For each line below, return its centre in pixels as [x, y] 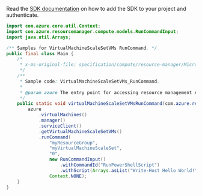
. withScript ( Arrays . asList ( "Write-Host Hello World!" [129, 170]
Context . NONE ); [68, 176]
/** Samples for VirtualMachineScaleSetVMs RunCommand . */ [82, 48]
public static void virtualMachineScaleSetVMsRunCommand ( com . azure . [105, 104]
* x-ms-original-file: [48, 65]
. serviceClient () [60, 126]
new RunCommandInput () [78, 159]
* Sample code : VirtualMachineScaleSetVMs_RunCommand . [90, 81]
